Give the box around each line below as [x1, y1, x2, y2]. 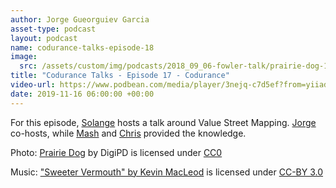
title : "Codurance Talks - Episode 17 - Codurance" [10, 71, 230, 81]
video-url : [10, 80, 56, 90]
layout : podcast [10, 33, 78, 43]
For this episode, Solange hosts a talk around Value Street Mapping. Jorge [10, 116, 317, 128]
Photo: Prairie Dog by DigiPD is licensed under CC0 [10, 146, 223, 158]
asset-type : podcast [10, 24, 97, 34]
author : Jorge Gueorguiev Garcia [10, 14, 150, 25]
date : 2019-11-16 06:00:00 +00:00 [10, 89, 155, 99]
